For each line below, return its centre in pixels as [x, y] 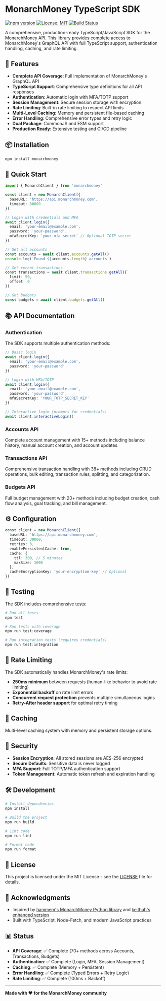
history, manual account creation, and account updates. [62, 445]
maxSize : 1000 [28, 563]
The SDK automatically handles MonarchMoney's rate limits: [66, 672]
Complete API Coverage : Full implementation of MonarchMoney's [80, 76]
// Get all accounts [26, 249]
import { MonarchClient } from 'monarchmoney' [54, 186]
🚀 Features [22, 64]
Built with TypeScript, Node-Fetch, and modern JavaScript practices [82, 920]
